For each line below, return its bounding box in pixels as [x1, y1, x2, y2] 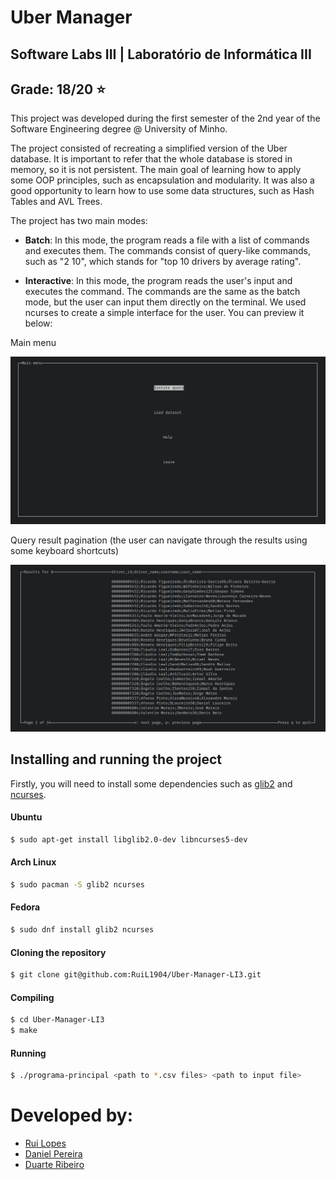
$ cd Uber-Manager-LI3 [10, 1015, 105, 1025]
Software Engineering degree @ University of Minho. [10, 123, 228, 135]
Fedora [10, 901, 41, 913]
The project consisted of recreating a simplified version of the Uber [10, 142, 288, 155]
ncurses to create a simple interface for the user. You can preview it [24, 307, 305, 319]
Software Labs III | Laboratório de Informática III [10, 46, 312, 63]
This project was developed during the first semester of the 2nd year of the [10, 112, 321, 125]
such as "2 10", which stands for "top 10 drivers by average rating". [24, 256, 302, 268]
